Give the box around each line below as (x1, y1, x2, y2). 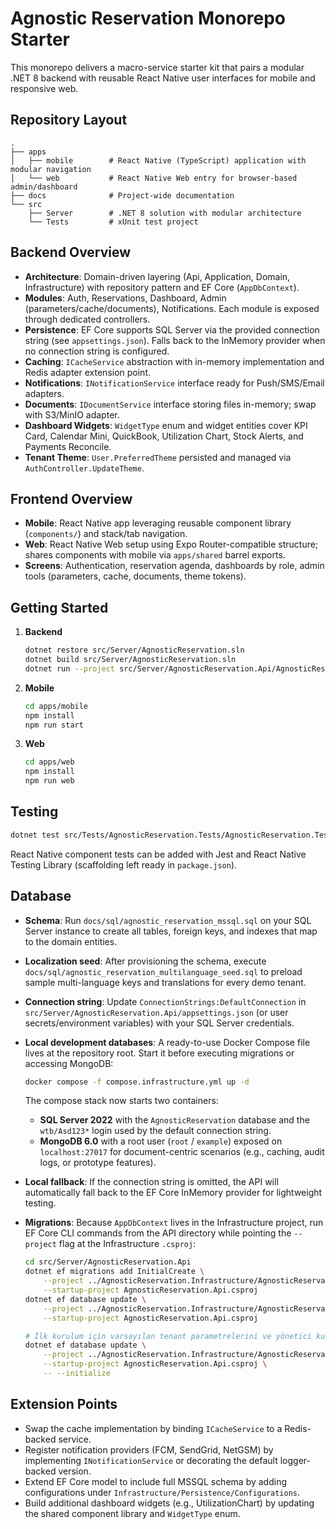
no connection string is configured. (24, 345, 170, 357)
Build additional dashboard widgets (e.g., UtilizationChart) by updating (24, 1497, 315, 1509)
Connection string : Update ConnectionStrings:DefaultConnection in (24, 995, 307, 1007)
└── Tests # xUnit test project (28, 217, 199, 227)
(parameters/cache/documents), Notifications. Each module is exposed (24, 302, 320, 314)
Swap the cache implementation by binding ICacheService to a (24, 1422, 283, 1434)
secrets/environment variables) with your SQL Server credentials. (24, 1017, 295, 1029)
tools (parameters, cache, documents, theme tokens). (24, 570, 247, 582)
